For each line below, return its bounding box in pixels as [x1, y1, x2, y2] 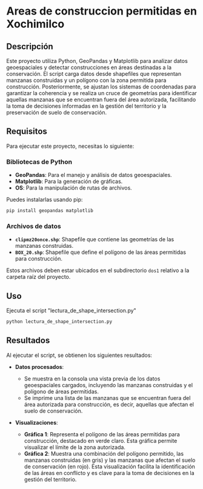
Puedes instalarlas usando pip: [6, 196, 83, 204]
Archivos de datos [6, 222, 62, 230]
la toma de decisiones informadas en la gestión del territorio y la [6, 102, 167, 110]
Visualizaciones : [15, 419, 59, 426]
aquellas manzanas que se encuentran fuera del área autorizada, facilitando [6, 96, 196, 103]
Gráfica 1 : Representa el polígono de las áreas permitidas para [24, 430, 180, 437]
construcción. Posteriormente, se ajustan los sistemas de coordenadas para [6, 83, 196, 90]
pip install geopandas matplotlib [6, 208, 94, 214]
